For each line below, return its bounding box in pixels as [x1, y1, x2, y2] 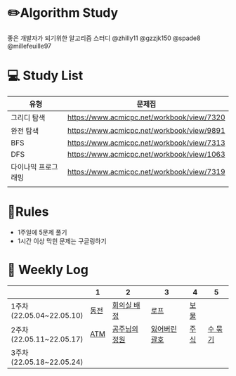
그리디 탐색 [11, 112, 46, 122]
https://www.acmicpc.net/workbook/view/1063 [67, 149, 225, 159]
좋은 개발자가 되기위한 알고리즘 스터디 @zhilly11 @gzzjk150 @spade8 [7, 34, 201, 42]
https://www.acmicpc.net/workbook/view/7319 [67, 167, 225, 176]
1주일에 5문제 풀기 [17, 228, 67, 236]
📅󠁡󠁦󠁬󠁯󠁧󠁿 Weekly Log [7, 262, 89, 278]
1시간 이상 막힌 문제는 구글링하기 [17, 236, 107, 245]
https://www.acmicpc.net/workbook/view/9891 [67, 125, 225, 135]
